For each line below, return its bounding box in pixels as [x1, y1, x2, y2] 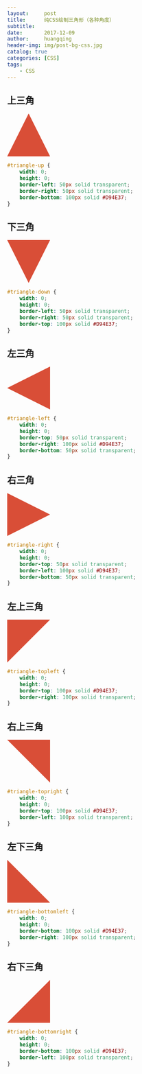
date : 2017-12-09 [7, 29, 75, 36]
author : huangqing [7, 36, 72, 43]
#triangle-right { [7, 541, 60, 549]
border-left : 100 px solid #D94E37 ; [19, 567, 121, 574]
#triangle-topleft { [7, 668, 67, 675]
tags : [7, 61, 23, 68]
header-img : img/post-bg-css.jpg [7, 42, 103, 49]
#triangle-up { [7, 162, 51, 169]
